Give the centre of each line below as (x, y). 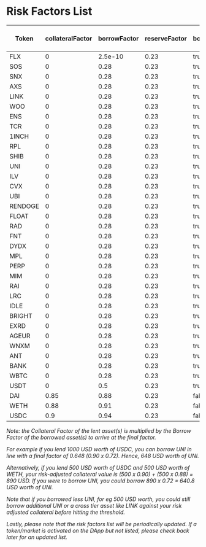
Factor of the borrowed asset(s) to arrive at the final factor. (81, 437)
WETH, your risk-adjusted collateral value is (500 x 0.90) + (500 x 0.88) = (100, 474)
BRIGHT (21, 316)
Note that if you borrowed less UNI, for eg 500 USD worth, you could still (98, 499)
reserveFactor (166, 38)
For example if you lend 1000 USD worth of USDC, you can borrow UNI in (99, 449)
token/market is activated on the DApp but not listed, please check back (98, 530)
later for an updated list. (37, 537)
